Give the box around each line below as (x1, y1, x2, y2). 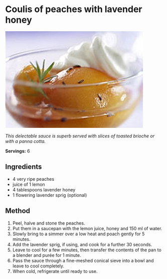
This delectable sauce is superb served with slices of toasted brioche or (5, 132, 154, 139)
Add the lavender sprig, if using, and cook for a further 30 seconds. (12, 241, 152, 247)
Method (5, 206, 31, 215)
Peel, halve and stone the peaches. (12, 220, 85, 226)
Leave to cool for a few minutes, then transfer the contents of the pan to (12, 247, 161, 253)
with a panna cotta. (5, 138, 46, 144)
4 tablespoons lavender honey (12, 186, 76, 192)
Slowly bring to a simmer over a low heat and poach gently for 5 (12, 231, 145, 237)
